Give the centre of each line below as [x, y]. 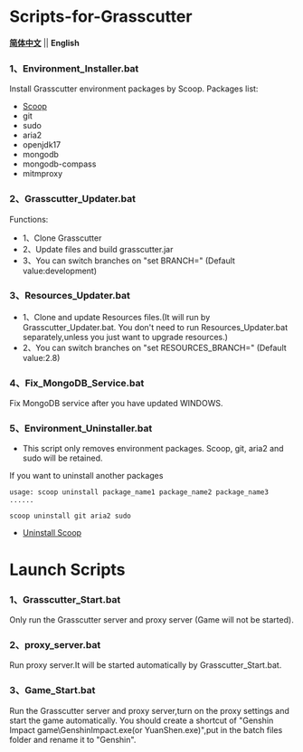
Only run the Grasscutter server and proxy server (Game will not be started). [151, 619]
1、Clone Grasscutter [62, 238]
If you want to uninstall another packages [86, 476]
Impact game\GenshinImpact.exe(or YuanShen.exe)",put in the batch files [146, 729]
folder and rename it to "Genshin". [73, 739]
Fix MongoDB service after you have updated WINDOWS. [116, 404]
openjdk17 [42, 145]
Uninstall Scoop [52, 533]
